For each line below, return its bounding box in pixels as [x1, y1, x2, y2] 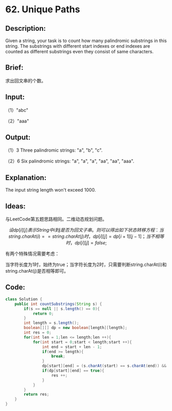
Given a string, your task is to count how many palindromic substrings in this [5, 37, 167, 44]
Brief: [5, 63, 24, 72]
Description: [5, 24, 46, 33]
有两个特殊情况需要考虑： [5, 251, 60, 257]
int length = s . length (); [24, 320, 80, 326]
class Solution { [5, 296, 43, 302]
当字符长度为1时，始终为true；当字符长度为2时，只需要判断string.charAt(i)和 [5, 261, 167, 268]
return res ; [24, 392, 50, 397]
